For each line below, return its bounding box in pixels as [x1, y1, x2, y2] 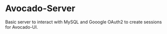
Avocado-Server [5, 3, 76, 14]
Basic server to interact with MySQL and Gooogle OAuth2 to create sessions [5, 19, 162, 25]
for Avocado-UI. [5, 24, 38, 30]
